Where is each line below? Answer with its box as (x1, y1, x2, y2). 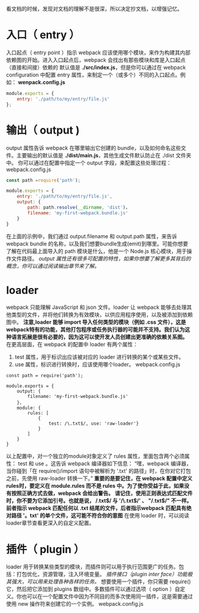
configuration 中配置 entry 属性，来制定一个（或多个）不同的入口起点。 (6, 71, 181, 78)
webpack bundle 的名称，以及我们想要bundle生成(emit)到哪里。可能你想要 (6, 240, 188, 247)
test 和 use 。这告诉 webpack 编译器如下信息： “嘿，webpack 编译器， (17, 460, 192, 467)
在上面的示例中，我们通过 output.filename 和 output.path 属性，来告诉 (6, 232, 178, 239)
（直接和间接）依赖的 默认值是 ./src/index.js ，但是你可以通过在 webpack (6, 64, 186, 71)
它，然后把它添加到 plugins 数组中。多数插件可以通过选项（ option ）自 (6, 586, 181, 593)
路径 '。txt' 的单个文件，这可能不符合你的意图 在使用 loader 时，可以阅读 (11, 512, 190, 519)
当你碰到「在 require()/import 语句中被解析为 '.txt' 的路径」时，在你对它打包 (6, 467, 191, 475)
